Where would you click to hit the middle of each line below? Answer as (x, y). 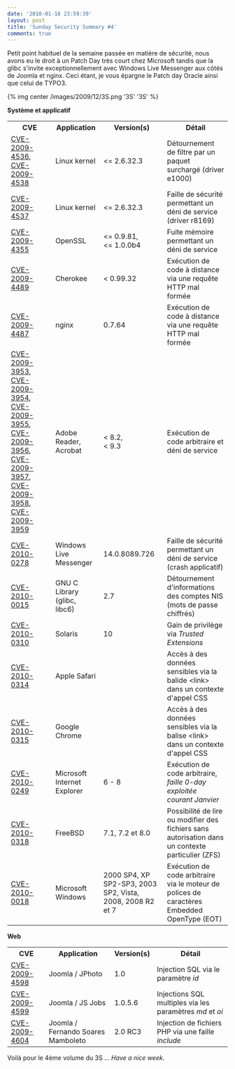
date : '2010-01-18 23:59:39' (50, 14)
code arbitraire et (195, 441)
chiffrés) (181, 613)
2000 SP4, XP (127, 875)
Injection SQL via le (188, 969)
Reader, (68, 441)
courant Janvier (193, 799)
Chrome (69, 736)
